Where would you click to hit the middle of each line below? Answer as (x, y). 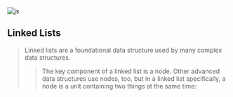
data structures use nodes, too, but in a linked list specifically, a (134, 78)
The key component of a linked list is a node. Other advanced (131, 71)
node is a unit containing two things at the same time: (119, 86)
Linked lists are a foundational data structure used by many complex (123, 50)
